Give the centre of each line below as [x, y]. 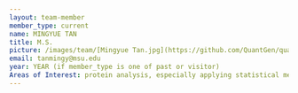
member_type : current [49, 26]
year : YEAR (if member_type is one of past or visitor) [114, 67]
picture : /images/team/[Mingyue [69, 50]
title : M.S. [31, 42]
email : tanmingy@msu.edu [55, 58]
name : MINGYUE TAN [43, 34]
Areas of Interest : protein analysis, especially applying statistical [144, 75]
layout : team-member [47, 17]
